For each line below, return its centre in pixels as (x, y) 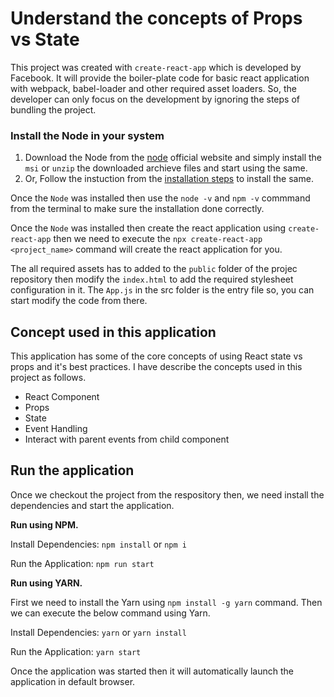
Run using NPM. (44, 524)
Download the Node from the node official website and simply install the (173, 158)
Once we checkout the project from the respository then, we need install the (167, 494)
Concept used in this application (113, 332)
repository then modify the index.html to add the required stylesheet (152, 279)
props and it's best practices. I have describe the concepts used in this (156, 367)
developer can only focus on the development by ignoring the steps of (155, 99)
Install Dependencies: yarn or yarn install (98, 632)
